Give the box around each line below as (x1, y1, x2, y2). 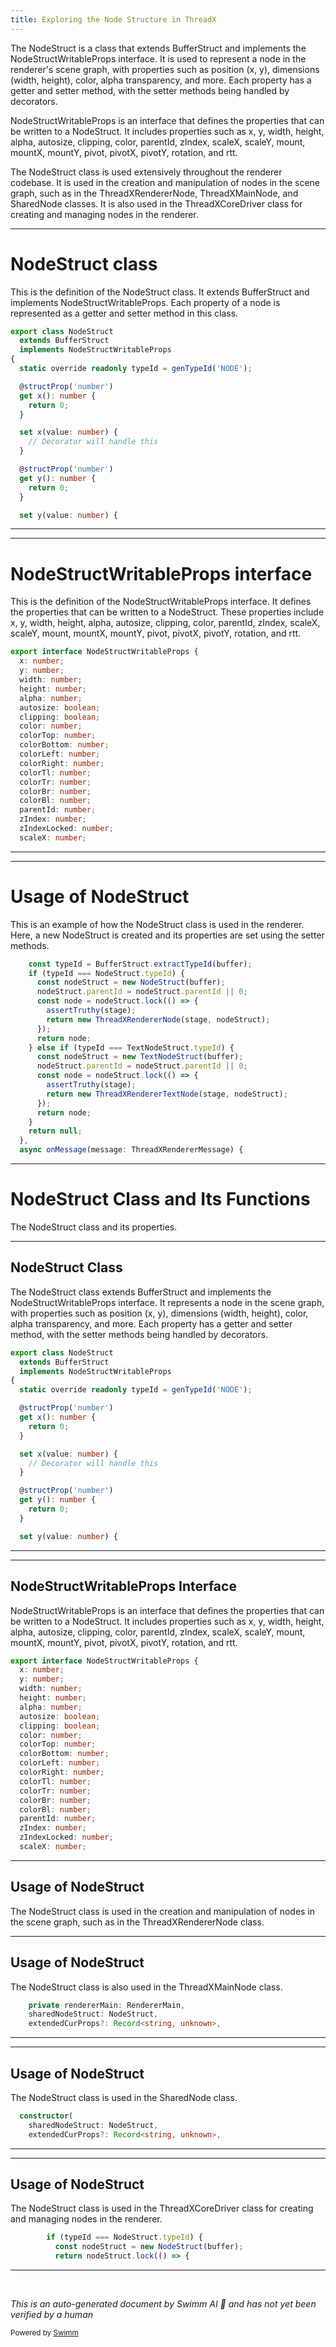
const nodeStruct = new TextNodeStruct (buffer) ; (36, 1052, 244, 1062)
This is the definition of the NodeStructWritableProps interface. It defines (10, 596, 312, 608)
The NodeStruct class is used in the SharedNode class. (10, 2091, 238, 2103)
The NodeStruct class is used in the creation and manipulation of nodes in (10, 1905, 316, 1917)
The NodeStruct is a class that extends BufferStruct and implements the (10, 42, 307, 54)
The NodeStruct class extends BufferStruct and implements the (10, 1286, 272, 1298)
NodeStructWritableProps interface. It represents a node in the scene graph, (10, 1296, 325, 1308)
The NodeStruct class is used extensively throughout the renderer (10, 166, 283, 178)
